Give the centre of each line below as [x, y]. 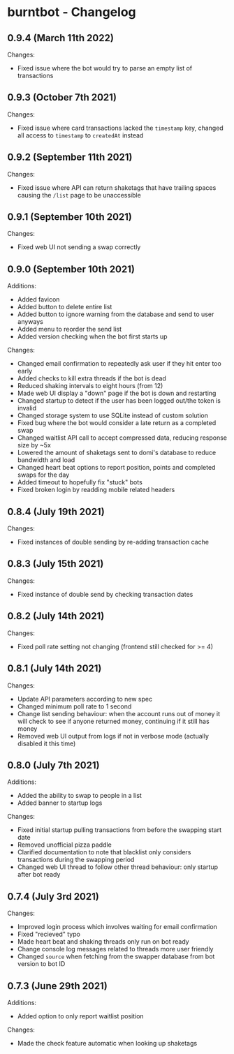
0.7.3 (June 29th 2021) [58, 986]
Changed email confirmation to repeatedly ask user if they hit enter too [119, 364]
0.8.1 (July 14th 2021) [54, 668]
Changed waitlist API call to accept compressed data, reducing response [122, 438]
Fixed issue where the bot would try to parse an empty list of [105, 68]
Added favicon [38, 299]
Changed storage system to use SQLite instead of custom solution [112, 415]
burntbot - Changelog [72, 12]
